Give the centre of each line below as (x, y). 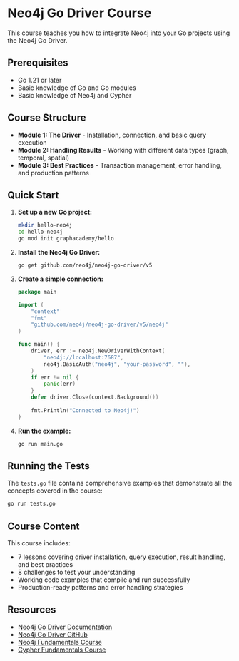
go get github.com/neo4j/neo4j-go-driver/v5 (85, 265)
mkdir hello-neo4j (45, 225)
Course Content (44, 526)
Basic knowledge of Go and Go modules (77, 88)
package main (37, 292)
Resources (32, 610)
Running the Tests (49, 466)
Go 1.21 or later (40, 80)
